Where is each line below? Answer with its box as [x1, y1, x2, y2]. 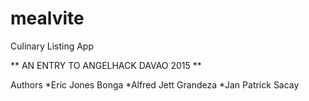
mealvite [10, 7, 85, 30]
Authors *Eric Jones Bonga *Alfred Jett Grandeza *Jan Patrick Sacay [10, 78, 300, 91]
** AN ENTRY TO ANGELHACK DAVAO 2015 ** [10, 59, 202, 71]
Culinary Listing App [10, 40, 94, 52]
